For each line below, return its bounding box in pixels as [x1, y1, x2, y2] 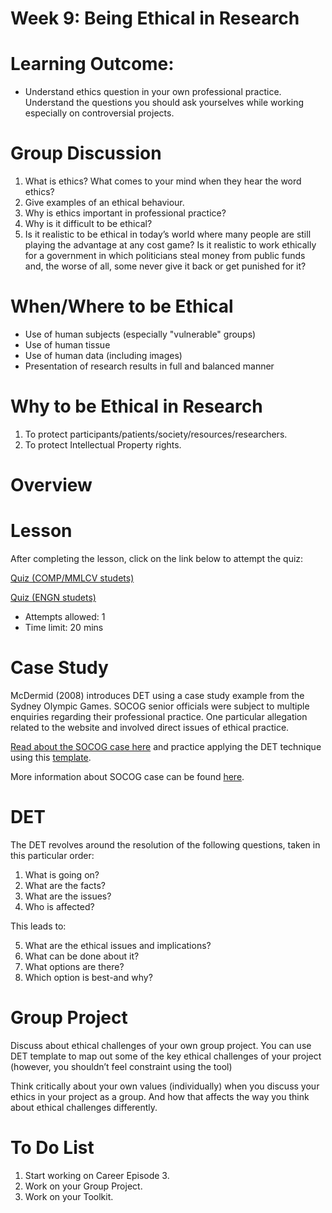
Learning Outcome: [10, 53, 175, 76]
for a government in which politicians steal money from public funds [24, 250, 306, 262]
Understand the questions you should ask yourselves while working [24, 97, 305, 109]
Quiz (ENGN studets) [10, 592, 97, 604]
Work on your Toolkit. [24, 1190, 114, 1202]
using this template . [10, 752, 92, 763]
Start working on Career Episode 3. [24, 1169, 170, 1181]
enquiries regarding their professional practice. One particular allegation [10, 711, 308, 722]
